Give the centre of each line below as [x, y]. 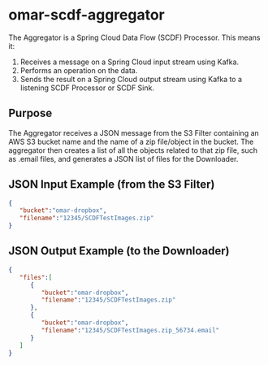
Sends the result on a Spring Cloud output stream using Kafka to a [131, 79]
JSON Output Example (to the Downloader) [119, 251]
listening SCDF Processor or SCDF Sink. [87, 88]
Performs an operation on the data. [79, 70]
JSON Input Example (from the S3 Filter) [112, 185]
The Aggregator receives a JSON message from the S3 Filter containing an [134, 133]
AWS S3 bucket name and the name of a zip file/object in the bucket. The [131, 141]
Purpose [30, 113]
